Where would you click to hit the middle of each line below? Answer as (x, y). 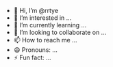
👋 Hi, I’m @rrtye (36, 11)
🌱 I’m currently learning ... (50, 25)
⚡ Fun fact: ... (32, 57)
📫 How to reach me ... (45, 40)
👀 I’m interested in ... (42, 18)
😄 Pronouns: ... (36, 50)
